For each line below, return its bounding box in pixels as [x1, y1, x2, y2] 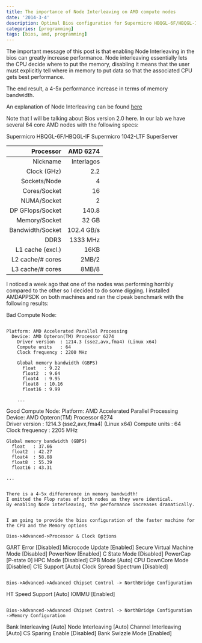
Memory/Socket [16, 216, 62, 225]
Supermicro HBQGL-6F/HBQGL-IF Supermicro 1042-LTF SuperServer [6, 133, 179, 140]
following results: [6, 300, 49, 307]
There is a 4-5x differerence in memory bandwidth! [6, 491, 138, 497]
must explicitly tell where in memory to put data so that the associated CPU [6, 67, 192, 74]
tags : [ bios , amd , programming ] [6, 31, 87, 37]
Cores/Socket [22, 187, 62, 195]
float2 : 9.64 [22, 371, 61, 377]
